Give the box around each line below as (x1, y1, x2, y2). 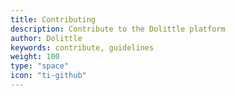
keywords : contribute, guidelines (10, 42, 155, 53)
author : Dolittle (10, 33, 83, 43)
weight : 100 (10, 52, 60, 62)
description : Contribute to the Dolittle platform (10, 24, 226, 34)
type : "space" (10, 61, 70, 71)
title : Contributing (10, 14, 97, 25)
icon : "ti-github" (10, 71, 87, 81)
